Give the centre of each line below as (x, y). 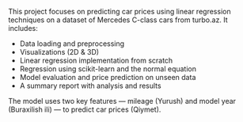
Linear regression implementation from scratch (96, 60)
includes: (23, 28)
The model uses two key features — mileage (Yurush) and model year (122, 101)
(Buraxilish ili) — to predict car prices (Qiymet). (85, 109)
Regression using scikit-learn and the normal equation (108, 69)
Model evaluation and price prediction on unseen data (108, 77)
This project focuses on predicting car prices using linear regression (120, 11)
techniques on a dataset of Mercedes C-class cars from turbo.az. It (118, 20)
